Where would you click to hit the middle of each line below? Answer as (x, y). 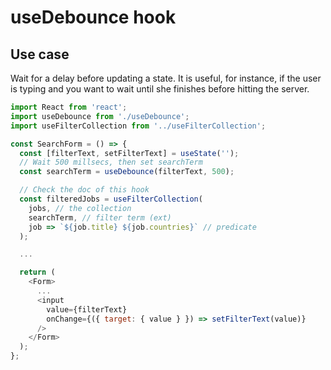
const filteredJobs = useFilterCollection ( (111, 199)
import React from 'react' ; (69, 107)
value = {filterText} (87, 309)
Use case (40, 54)
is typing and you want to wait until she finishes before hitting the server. (160, 89)
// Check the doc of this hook (84, 190)
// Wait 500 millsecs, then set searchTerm (111, 162)
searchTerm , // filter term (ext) (100, 217)
